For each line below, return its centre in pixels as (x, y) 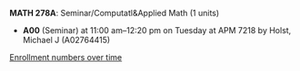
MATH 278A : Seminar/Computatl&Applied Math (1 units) (115, 13)
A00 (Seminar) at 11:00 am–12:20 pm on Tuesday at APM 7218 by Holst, (157, 30)
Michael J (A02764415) (66, 40)
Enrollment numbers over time (66, 57)
